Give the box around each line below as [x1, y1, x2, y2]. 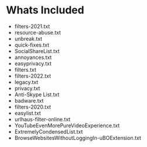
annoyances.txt [14, 54, 52, 61]
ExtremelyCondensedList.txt [14, 128, 83, 135]
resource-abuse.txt [14, 29, 61, 36]
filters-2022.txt [14, 72, 51, 79]
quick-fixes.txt [14, 41, 50, 48]
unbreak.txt [14, 35, 43, 42]
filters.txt [14, 66, 37, 73]
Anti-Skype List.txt [14, 91, 60, 98]
